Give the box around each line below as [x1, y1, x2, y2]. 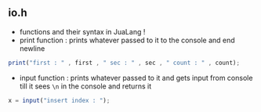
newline [19, 43, 45, 53]
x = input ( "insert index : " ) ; [8, 96, 111, 104]
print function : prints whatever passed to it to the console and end [19, 35, 235, 45]
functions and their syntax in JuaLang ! [19, 27, 146, 36]
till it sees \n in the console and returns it [19, 81, 151, 91]
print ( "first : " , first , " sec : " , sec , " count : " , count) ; [8, 59, 241, 67]
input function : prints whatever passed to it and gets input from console [19, 73, 253, 82]
